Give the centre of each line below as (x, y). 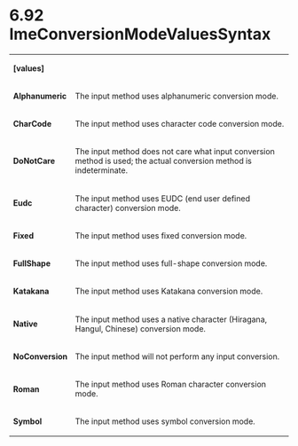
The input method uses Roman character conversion (171, 384)
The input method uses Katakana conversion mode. (169, 291)
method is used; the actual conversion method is (164, 161)
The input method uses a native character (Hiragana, (171, 319)
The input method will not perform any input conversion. (177, 356)
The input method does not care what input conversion (175, 152)
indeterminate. (102, 170)
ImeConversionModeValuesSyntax (140, 34)
